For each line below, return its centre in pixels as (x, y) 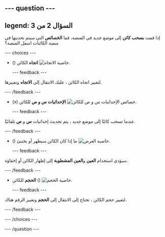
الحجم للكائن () (26, 180)
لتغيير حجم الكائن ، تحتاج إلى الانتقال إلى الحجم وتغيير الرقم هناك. (66, 200)
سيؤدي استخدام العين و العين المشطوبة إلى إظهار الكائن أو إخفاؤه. (66, 161)
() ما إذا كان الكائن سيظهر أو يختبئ (45, 141)
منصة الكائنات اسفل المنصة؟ (32, 43)
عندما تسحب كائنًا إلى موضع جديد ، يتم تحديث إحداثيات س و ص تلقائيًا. (70, 121)
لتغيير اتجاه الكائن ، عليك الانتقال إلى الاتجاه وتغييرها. (53, 82)
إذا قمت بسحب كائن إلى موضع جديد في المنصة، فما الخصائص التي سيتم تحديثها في (82, 38)
